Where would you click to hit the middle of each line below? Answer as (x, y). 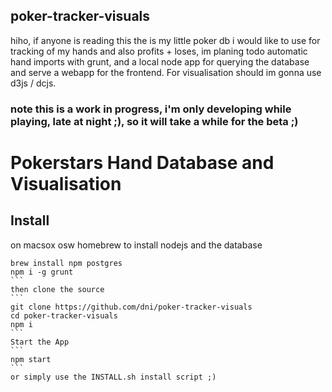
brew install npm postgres (66, 263)
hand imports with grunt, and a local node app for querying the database (160, 61)
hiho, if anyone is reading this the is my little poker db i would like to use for (165, 40)
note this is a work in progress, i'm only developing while (151, 109)
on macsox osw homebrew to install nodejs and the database (136, 245)
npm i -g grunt (42, 272)
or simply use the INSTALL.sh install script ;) (113, 377)
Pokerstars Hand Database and (142, 162)
